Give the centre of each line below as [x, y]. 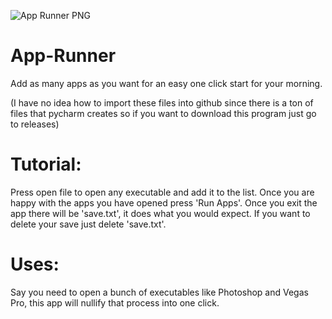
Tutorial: [46, 164]
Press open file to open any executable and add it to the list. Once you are [162, 192]
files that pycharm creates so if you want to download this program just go [163, 113]
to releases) [35, 124]
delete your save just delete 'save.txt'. [88, 224]
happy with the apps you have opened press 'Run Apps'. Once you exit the [164, 202]
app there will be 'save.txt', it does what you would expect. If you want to [160, 213]
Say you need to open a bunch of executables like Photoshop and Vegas [159, 292]
